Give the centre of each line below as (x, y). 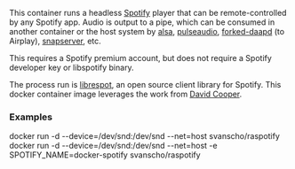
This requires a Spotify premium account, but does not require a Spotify (141, 58)
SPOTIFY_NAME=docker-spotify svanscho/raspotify (105, 155)
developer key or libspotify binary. (72, 67)
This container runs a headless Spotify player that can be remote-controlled (148, 13)
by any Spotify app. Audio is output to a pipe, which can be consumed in (142, 22)
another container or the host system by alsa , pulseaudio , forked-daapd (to (147, 31)
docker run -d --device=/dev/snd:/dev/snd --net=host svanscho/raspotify (144, 136)
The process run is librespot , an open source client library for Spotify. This (145, 84)
